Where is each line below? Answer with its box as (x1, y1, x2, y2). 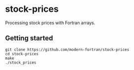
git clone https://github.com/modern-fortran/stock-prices (5, 47, 130, 52)
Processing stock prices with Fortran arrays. (5, 20, 95, 26)
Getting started (5, 34, 53, 42)
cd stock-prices (5, 51, 39, 56)
